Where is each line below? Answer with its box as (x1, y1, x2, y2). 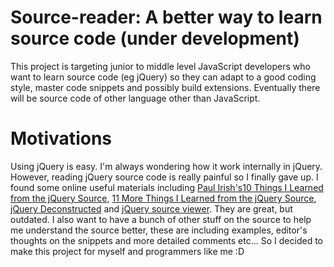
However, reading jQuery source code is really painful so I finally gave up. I (10, 171, 319, 183)
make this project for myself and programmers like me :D (10, 245, 245, 257)
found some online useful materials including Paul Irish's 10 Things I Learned (10, 181, 324, 193)
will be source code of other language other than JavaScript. (10, 92, 261, 104)
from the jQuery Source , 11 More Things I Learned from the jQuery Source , (10, 192, 317, 204)
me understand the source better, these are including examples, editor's (10, 224, 308, 236)
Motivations (10, 127, 112, 150)
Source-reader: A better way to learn (10, 6, 323, 29)
